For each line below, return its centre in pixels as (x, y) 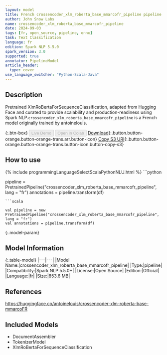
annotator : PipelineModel (32, 61)
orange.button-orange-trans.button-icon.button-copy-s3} (65, 144)
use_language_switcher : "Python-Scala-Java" (52, 75)
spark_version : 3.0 (25, 51)
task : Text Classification (33, 38)
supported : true (22, 56)
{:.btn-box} (17, 133)
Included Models (32, 325)
